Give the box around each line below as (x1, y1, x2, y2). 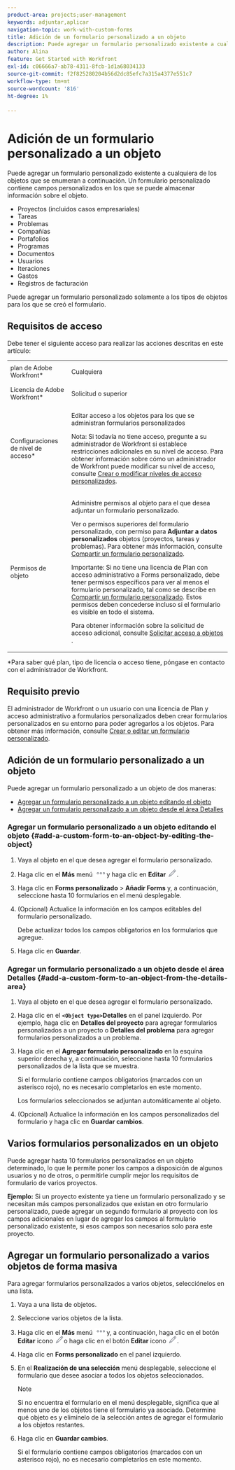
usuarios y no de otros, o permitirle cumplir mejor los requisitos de (7, 1171, 199, 1179)
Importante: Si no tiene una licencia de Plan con (71, 563, 208, 572)
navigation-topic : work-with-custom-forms (7, 26, 133, 33)
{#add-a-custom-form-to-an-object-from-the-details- (37, 973, 228, 983)
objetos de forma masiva (7, 1261, 117, 1273)
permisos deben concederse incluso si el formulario (71, 601, 221, 609)
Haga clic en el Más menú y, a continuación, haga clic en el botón (17, 1328, 220, 1336)
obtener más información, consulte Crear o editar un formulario (7, 727, 190, 735)
